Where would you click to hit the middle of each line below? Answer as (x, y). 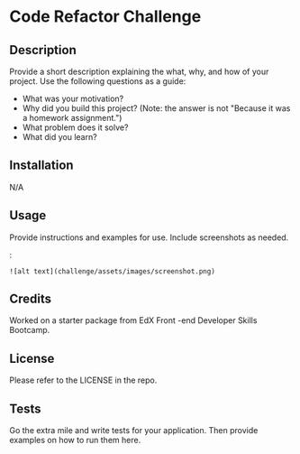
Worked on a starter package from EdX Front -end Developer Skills (133, 320)
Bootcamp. (30, 330)
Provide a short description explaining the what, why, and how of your (139, 71)
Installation (41, 166)
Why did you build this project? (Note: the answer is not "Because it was (156, 108)
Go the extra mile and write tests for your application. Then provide (134, 431)
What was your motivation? (73, 98)
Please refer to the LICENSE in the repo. (83, 380)
